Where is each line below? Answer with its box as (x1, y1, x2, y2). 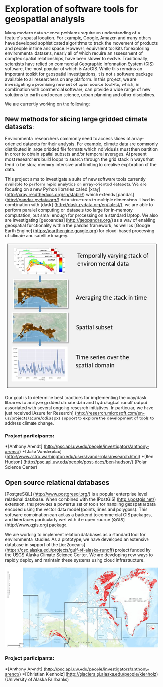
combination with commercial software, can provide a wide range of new (5, 86, 151, 92)
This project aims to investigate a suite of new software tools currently (5, 176, 146, 182)
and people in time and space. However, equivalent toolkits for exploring (5, 45, 150, 51)
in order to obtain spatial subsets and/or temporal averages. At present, (5, 151, 148, 157)
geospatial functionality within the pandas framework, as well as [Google (5, 222, 150, 228)
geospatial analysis (5, 14, 85, 25)
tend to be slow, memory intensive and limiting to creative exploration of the (5, 161, 157, 167)
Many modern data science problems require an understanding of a (5, 30, 140, 35)
